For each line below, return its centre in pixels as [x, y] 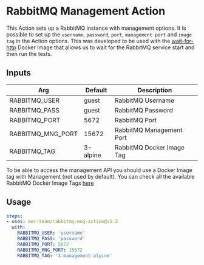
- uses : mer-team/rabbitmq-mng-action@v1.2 [62, 222]
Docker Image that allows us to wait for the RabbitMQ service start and [106, 47]
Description [155, 90]
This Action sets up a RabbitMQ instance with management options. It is [96, 28]
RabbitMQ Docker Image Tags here [50, 183]
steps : [15, 216]
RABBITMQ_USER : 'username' [51, 233]
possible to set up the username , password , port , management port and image [99, 34]
